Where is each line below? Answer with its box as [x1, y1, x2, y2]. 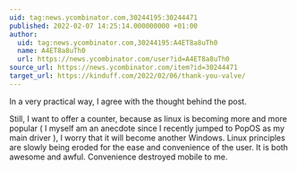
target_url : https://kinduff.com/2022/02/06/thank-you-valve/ [9, 72, 246, 81]
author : [9, 30, 38, 38]
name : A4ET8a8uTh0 [17, 47, 87, 56]
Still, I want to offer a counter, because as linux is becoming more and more [9, 113, 288, 124]
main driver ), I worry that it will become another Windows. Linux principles [9, 132, 286, 143]
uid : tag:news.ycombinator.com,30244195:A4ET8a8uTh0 [17, 38, 218, 47]
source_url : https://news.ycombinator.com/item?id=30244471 [9, 64, 239, 73]
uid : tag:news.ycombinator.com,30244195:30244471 [9, 13, 199, 22]
